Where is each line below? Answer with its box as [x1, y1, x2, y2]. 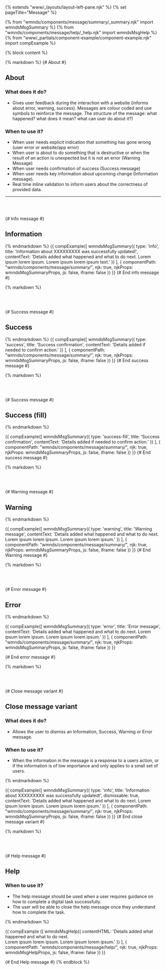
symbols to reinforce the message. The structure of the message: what [12, 110, 157, 116]
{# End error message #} [5, 654, 56, 660]
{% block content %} [5, 50, 48, 55]
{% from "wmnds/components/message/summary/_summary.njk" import [5, 19, 154, 25]
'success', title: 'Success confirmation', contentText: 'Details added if [5, 341, 146, 347]
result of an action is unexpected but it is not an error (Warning [12, 155, 141, 161]
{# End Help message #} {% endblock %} [5, 959, 90, 965]
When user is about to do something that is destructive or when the [12, 150, 150, 156]
